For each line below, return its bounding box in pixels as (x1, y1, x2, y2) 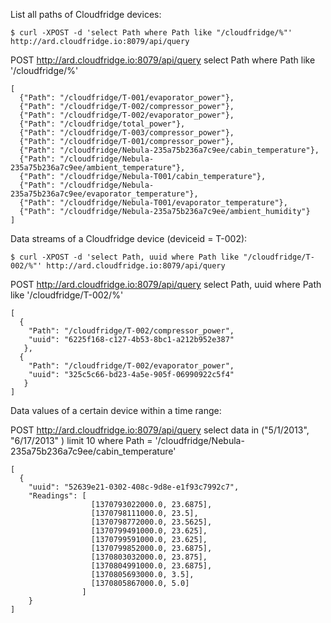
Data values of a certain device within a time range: (10, 405, 222, 416)
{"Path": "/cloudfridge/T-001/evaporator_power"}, (19, 93, 235, 103)
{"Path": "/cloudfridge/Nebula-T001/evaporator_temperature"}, (19, 198, 288, 208)
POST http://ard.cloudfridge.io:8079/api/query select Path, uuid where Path (10, 279, 322, 290)
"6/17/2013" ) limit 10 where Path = (10, 435, 153, 446)
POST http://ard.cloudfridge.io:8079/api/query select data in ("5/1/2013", (10, 424, 310, 436)
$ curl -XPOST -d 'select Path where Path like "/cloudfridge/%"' (10, 28, 293, 38)
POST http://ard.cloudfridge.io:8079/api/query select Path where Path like (10, 54, 316, 66)
